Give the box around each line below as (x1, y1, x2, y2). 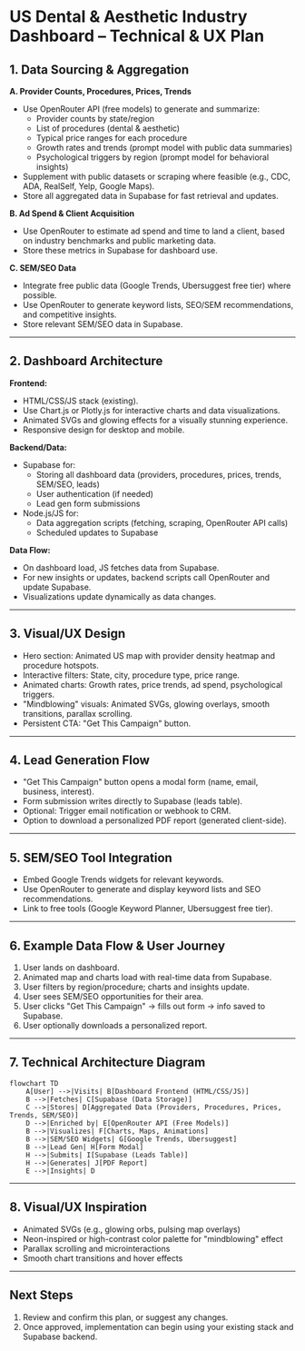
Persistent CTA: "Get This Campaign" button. (22, 718, 192, 729)
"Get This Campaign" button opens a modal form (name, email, (22, 777, 259, 788)
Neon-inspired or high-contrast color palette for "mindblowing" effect (22, 1233, 283, 1244)
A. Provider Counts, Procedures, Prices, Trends (9, 86, 192, 96)
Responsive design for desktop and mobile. (22, 424, 185, 435)
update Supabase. (22, 581, 92, 592)
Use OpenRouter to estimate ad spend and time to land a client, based (22, 225, 285, 236)
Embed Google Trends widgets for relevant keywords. (22, 874, 224, 885)
